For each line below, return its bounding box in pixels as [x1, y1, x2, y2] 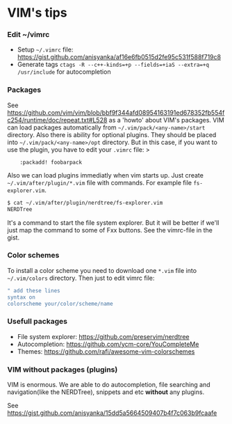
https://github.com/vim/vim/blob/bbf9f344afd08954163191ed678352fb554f [7, 108, 225, 116]
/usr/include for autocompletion [17, 68, 111, 76]
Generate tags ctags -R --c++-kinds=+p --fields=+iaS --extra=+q [17, 61, 210, 69]
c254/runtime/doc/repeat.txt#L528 [7, 116, 108, 124]
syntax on [7, 294, 36, 301]
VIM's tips [7, 5, 67, 21]
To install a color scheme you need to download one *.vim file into [7, 266, 197, 274]
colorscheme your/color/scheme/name [7, 300, 113, 307]
